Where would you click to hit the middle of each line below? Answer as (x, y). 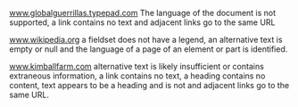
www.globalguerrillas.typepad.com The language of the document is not (143, 13)
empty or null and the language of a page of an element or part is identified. (149, 49)
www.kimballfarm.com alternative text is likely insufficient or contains (137, 66)
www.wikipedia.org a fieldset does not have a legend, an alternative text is (146, 40)
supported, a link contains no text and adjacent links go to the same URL (142, 22)
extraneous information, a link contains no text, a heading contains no (137, 76)
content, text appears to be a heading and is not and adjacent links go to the (149, 85)
